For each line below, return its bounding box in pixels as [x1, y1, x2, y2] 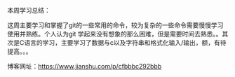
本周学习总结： [7, 6, 51, 14]
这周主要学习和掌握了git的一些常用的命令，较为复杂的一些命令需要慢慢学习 [7, 21, 224, 29]
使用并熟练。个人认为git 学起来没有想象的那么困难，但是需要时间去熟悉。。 [7, 30, 222, 38]
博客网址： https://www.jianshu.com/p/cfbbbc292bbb [7, 62, 162, 70]
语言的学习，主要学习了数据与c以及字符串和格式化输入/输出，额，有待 [24, 38, 227, 47]
